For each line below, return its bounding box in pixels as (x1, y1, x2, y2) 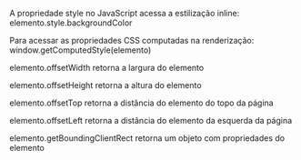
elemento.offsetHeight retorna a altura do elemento (9, 80, 202, 90)
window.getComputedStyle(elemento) (9, 45, 152, 55)
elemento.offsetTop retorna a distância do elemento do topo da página (9, 97, 275, 108)
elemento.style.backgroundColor (9, 17, 133, 28)
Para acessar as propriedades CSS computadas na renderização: (9, 35, 255, 45)
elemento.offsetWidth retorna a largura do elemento (9, 63, 205, 73)
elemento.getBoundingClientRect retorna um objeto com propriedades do (9, 133, 286, 144)
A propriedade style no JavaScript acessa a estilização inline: (9, 8, 240, 18)
